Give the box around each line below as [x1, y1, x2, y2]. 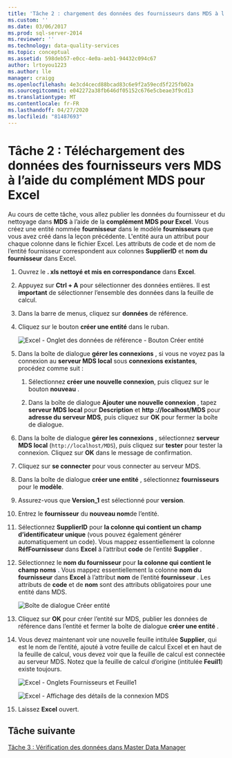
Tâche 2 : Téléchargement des [8, 143, 185, 159]
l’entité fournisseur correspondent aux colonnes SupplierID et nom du [8, 246, 208, 255]
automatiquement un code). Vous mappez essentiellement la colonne [17, 537, 215, 545]
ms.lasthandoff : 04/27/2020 [8, 107, 89, 114]
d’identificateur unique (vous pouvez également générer [17, 530, 182, 539]
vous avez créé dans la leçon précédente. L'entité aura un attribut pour [8, 232, 209, 240]
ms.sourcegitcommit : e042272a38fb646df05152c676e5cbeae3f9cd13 [8, 87, 194, 94]
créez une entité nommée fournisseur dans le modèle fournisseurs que [8, 224, 213, 233]
